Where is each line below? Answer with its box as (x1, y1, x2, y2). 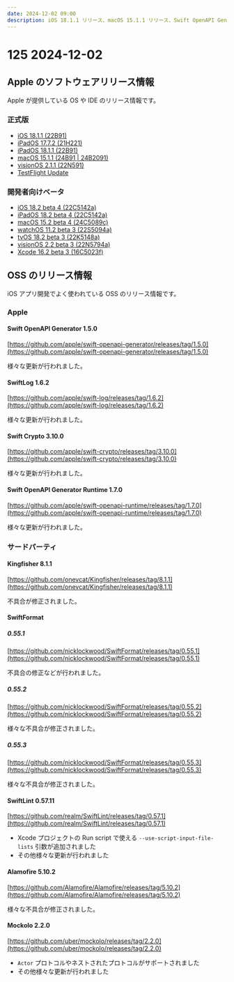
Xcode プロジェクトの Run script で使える (17, 834, 138, 842)
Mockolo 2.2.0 (7, 921, 50, 930)
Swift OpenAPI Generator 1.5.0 (7, 325, 97, 333)
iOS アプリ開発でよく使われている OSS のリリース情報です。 (7, 289, 180, 298)
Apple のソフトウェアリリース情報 (7, 76, 155, 88)
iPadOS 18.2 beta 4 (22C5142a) (17, 210, 108, 220)
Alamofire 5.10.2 (7, 868, 56, 876)
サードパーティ (7, 542, 57, 551)
